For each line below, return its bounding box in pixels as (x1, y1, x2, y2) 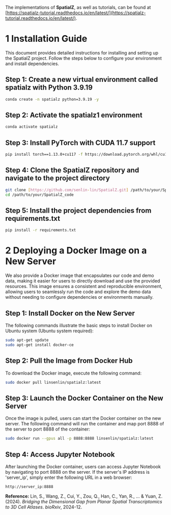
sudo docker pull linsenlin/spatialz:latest (5, 380, 101, 385)
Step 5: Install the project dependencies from (5, 206, 152, 215)
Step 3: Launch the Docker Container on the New (5, 394, 164, 403)
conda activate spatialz (5, 124, 58, 129)
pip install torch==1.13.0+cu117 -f (5, 152, 83, 157)
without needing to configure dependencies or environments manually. (5, 294, 154, 300)
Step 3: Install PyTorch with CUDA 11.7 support (5, 138, 156, 147)
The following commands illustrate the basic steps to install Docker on (5, 323, 153, 328)
